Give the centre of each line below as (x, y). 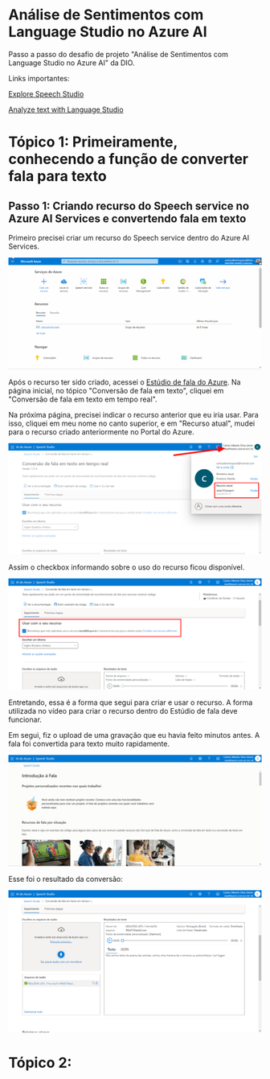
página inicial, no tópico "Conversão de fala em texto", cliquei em (116, 390)
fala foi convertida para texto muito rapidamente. (89, 743)
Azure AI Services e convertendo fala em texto (127, 218)
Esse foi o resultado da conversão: (65, 879)
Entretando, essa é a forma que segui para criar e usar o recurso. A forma (131, 702)
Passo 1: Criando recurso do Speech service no (129, 206)
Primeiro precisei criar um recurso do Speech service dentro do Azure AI (129, 237)
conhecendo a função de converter (129, 159)
